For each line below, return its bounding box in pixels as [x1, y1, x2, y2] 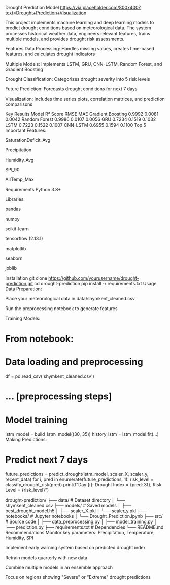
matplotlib [5, 245, 26, 251]
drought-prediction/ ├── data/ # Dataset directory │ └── [5, 497, 125, 503]
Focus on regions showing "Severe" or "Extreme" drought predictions [5, 574, 151, 580]
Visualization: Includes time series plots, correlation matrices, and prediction [5, 96, 165, 102]
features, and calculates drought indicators [5, 51, 95, 57]
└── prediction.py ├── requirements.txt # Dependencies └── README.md [5, 524, 164, 530]
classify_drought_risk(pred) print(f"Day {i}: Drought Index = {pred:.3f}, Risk [5, 482, 162, 488]
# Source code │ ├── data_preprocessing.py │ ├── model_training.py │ [5, 518, 157, 525]
